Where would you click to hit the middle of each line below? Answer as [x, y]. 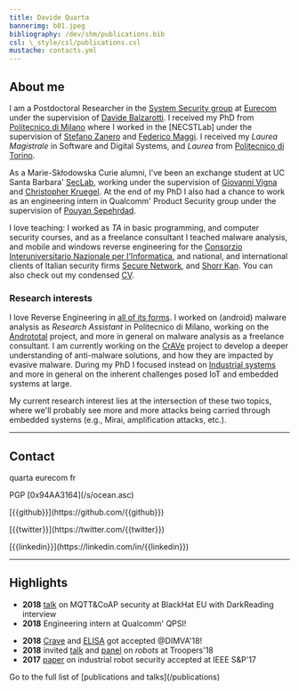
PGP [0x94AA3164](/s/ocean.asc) [72, 495]
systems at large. [41, 384]
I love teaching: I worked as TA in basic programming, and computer [134, 227]
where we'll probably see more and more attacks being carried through [140, 411]
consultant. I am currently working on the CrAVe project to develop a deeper [149, 346]
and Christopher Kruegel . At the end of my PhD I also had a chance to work [147, 191]
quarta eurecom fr [43, 478]
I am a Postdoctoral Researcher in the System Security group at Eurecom [143, 108]
